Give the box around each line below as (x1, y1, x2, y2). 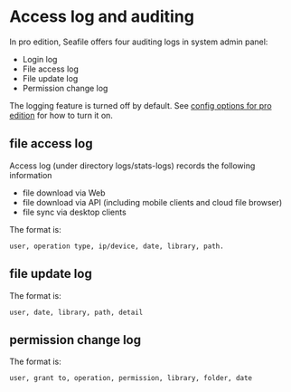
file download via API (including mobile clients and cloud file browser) (22, 196, 283, 207)
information (9, 169, 52, 180)
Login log (22, 53, 58, 64)
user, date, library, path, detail (9, 308, 144, 317)
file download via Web (22, 187, 106, 198)
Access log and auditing (9, 6, 194, 27)
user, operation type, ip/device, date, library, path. (9, 242, 224, 251)
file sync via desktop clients (22, 206, 127, 217)
